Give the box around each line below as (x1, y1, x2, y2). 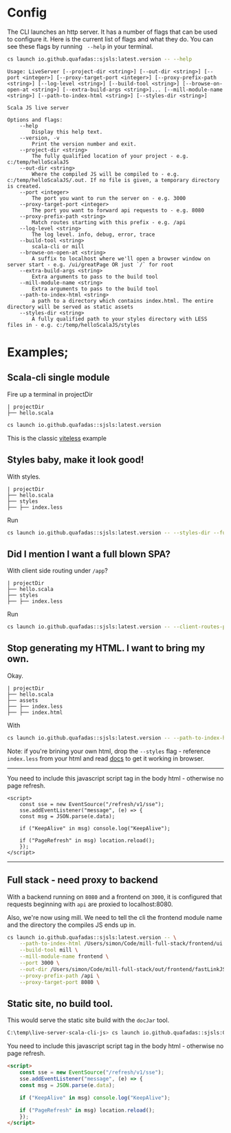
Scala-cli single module (7, 372, 110, 383)
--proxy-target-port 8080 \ (19, 979, 100, 985)
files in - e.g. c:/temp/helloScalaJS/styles (7, 321, 140, 328)
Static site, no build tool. (7, 998, 113, 1010)
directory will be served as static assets (7, 303, 134, 310)
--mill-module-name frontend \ (19, 953, 109, 960)
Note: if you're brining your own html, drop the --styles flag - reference (7, 747, 211, 755)
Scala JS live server (7, 104, 69, 111)
